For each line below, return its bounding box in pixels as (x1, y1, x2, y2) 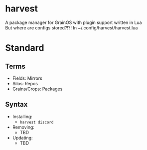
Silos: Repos (12, 80, 38, 86)
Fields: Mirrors (12, 75, 42, 81)
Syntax (5, 100, 28, 109)
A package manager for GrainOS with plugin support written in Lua (5, 19, 142, 25)
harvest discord (19, 120, 54, 125)
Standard (5, 42, 44, 54)
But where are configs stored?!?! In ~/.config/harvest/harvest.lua (5, 24, 138, 30)
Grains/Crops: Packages (12, 86, 63, 92)
